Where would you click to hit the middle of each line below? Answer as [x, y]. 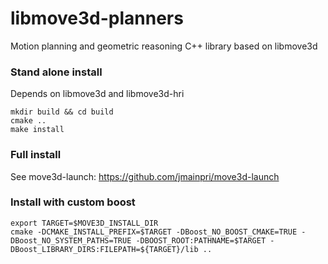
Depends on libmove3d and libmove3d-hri [97, 94]
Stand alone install [56, 72]
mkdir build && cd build [62, 112]
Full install [36, 155]
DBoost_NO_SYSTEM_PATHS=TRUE [71, 240]
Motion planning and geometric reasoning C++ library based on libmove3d [164, 46]
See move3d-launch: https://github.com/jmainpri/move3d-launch [145, 176]
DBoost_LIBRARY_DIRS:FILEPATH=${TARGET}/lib [104, 249]
